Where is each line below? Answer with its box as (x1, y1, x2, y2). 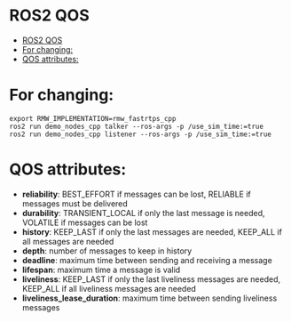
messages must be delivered (21, 197, 129, 209)
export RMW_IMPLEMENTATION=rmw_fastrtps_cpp (9, 114, 177, 123)
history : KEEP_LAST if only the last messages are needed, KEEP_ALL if (21, 226, 282, 237)
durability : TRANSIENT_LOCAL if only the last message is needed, (21, 207, 265, 218)
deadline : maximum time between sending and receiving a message (21, 254, 272, 265)
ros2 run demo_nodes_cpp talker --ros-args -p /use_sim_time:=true (9, 122, 264, 131)
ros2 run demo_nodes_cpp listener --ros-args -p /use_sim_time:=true (9, 130, 272, 139)
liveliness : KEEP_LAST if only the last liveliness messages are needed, (21, 273, 281, 285)
